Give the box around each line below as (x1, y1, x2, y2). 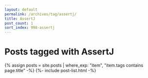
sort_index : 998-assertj (4, 25, 55, 30)
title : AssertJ (4, 16, 36, 21)
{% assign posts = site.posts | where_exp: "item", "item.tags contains (4, 62, 144, 68)
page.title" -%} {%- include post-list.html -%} (4, 68, 96, 74)
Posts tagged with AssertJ (4, 46, 114, 58)
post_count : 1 (4, 20, 34, 26)
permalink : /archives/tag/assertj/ (4, 12, 77, 17)
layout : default (4, 7, 37, 12)
